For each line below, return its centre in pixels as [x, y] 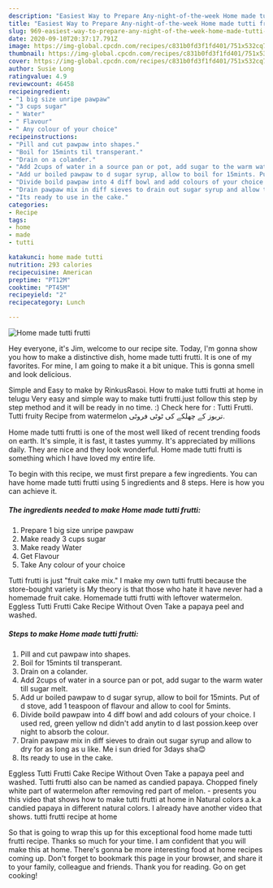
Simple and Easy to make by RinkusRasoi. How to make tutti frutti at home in [136, 390]
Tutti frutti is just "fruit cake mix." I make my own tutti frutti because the [128, 580]
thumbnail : [27, 54]
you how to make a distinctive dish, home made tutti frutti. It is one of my [130, 357]
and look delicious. [40, 374]
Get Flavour [39, 556]
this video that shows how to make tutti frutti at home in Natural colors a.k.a [135, 799]
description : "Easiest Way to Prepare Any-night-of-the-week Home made [132, 16]
